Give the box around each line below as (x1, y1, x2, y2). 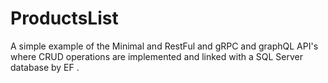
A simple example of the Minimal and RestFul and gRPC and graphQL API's (10, 40, 319, 52)
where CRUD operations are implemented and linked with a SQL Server (10, 50, 303, 62)
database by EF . (10, 61, 80, 73)
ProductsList (10, 7, 119, 30)
